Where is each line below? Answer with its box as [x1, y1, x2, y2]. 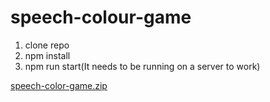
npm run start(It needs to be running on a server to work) [24, 60, 261, 72]
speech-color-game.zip [10, 79, 108, 91]
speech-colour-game [10, 6, 192, 29]
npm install [24, 49, 71, 61]
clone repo [24, 39, 70, 51]
